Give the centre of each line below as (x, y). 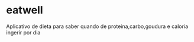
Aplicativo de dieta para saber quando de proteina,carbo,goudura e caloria (97, 26)
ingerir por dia (23, 32)
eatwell (25, 10)
